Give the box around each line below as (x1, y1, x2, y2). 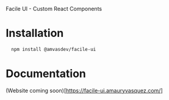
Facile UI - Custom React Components (5, 5, 102, 12)
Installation (5, 27, 64, 40)
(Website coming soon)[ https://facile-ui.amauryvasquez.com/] (5, 87, 163, 94)
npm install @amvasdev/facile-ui (11, 46, 96, 52)
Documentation (5, 67, 87, 81)
